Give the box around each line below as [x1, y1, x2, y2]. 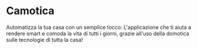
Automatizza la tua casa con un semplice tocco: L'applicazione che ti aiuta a [6, 24, 192, 31]
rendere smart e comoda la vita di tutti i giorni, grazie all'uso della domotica [6, 30, 190, 37]
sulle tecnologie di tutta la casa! [6, 36, 83, 43]
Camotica [6, 4, 55, 18]
